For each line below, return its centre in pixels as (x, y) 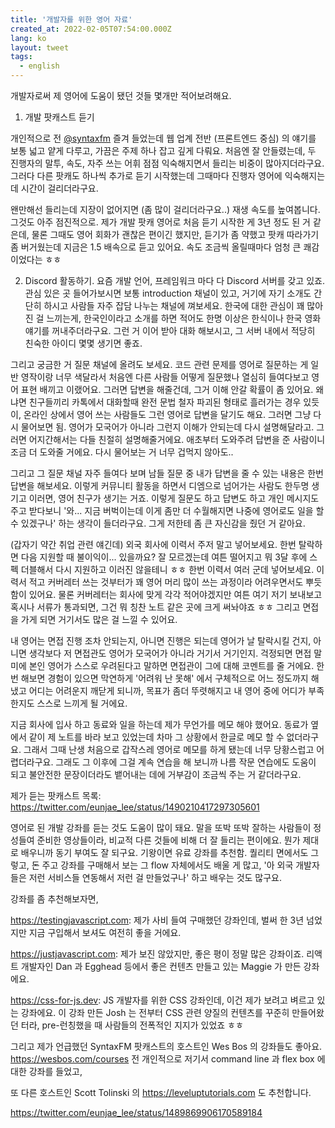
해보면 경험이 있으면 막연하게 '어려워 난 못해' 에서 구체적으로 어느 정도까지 (164, 678)
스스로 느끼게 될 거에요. (82, 703)
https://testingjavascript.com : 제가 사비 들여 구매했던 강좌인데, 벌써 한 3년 (157, 920)
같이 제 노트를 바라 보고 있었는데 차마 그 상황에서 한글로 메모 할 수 (156, 737)
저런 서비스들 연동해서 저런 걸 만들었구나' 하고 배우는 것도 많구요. (155, 877)
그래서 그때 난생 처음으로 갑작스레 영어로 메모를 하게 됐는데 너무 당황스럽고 (169, 749)
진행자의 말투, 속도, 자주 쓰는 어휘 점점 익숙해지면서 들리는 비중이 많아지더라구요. (167, 163)
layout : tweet (40, 47)
